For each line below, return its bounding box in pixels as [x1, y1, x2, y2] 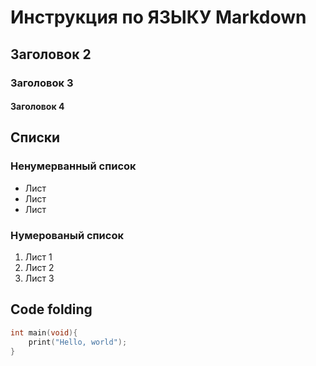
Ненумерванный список [10, 159, 137, 173]
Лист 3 [24, 272, 55, 285]
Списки [10, 129, 61, 146]
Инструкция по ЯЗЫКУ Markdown [10, 6, 307, 29]
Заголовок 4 [10, 101, 65, 113]
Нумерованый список [10, 228, 124, 242]
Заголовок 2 [10, 46, 92, 63]
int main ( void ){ [10, 327, 78, 338]
